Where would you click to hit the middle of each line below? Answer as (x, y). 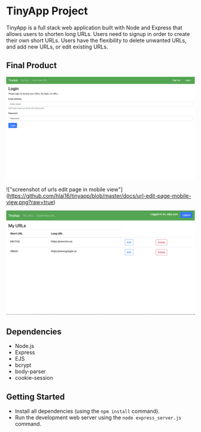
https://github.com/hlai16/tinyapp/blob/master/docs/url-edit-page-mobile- (100, 195)
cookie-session (34, 378)
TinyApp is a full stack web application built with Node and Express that (94, 28)
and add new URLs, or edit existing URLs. (57, 47)
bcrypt (23, 365)
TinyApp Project (47, 11)
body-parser (30, 371)
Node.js (25, 346)
